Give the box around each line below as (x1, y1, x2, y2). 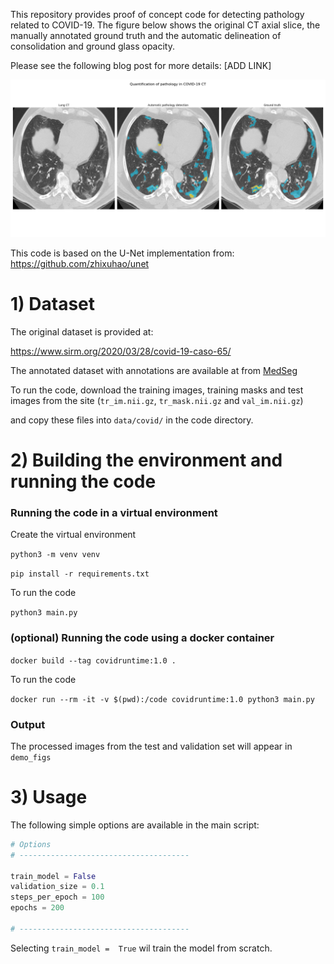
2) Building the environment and (10, 449, 283, 472)
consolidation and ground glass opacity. (10, 40, 176, 52)
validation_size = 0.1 (10, 882, 105, 892)
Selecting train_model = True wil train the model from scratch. (10, 942, 273, 954)
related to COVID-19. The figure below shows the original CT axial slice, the (10, 19, 321, 31)
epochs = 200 (10, 903, 65, 913)
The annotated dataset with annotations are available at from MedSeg (10, 364, 298, 376)
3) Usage (10, 786, 88, 809)
